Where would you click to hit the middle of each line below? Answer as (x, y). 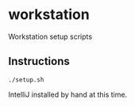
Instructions (39, 61)
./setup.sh (26, 80)
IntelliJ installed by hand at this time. (68, 94)
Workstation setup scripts (50, 36)
